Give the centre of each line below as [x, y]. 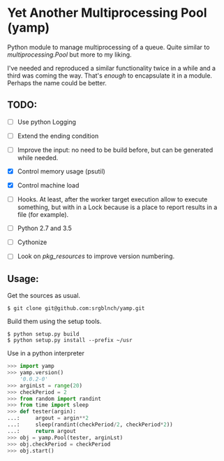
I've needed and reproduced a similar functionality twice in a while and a [112, 68]
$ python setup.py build [43, 334]
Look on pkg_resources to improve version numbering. [96, 256]
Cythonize [32, 242]
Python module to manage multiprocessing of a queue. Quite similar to [109, 47]
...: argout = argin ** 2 [48, 418]
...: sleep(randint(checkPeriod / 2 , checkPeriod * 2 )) [90, 425]
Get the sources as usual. [44, 296]
